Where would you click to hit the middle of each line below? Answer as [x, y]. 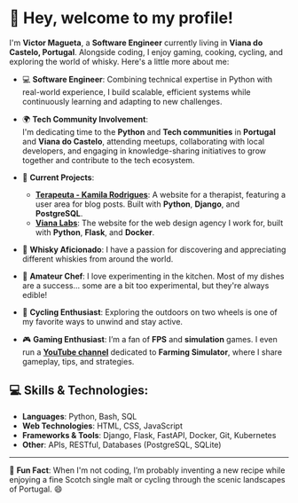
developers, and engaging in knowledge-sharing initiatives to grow [144, 151]
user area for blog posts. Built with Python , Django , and [137, 204]
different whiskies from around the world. [98, 259]
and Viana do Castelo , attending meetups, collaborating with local [143, 141]
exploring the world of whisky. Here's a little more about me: [119, 61]
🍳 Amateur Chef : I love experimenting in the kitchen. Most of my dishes [153, 276]
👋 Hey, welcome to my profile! [121, 18]
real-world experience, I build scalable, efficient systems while [136, 91]
